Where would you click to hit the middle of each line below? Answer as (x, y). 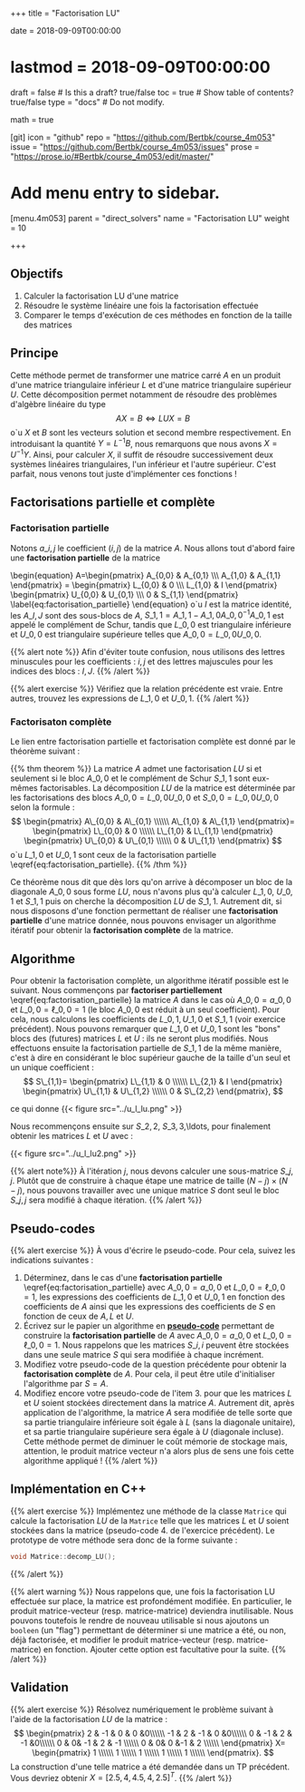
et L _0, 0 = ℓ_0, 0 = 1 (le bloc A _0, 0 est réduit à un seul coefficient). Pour (145, 1009)
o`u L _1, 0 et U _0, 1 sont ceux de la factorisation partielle (113, 855)
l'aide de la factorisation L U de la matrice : (89, 1719)
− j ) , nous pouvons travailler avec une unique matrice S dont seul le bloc (145, 1191)
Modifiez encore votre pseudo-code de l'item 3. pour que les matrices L (157, 1393)
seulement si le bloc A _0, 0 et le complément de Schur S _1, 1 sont (130, 778)
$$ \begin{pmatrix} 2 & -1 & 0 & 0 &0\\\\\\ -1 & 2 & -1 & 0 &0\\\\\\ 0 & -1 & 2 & (153, 1733)
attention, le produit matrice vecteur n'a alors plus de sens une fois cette (159, 1451)
